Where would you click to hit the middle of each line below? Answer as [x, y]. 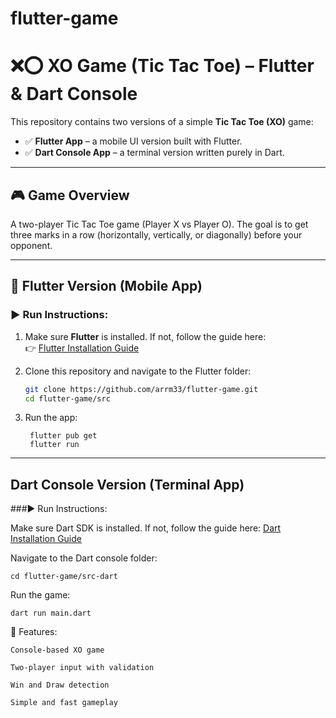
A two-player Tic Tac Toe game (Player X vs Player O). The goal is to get [159, 224]
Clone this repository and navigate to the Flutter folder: [138, 371]
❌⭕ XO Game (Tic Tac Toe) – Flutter [162, 66]
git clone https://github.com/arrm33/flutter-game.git [141, 389]
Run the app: [51, 418]
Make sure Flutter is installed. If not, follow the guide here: [145, 336]
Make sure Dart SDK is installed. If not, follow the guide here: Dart [146, 528]
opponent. [31, 245]
